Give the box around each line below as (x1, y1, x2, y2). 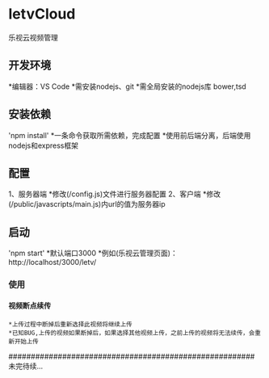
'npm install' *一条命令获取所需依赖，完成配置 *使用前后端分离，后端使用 (8, 130, 251, 140)
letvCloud (8, 5, 76, 23)
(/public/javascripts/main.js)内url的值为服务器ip (8, 199, 166, 209)
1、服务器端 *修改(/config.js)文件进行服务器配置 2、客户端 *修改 (8, 189, 221, 199)
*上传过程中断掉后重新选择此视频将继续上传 (8, 321, 132, 329)
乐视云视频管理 (8, 32, 58, 42)
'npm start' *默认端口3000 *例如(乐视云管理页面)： (8, 248, 178, 258)
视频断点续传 (8, 300, 51, 310)
